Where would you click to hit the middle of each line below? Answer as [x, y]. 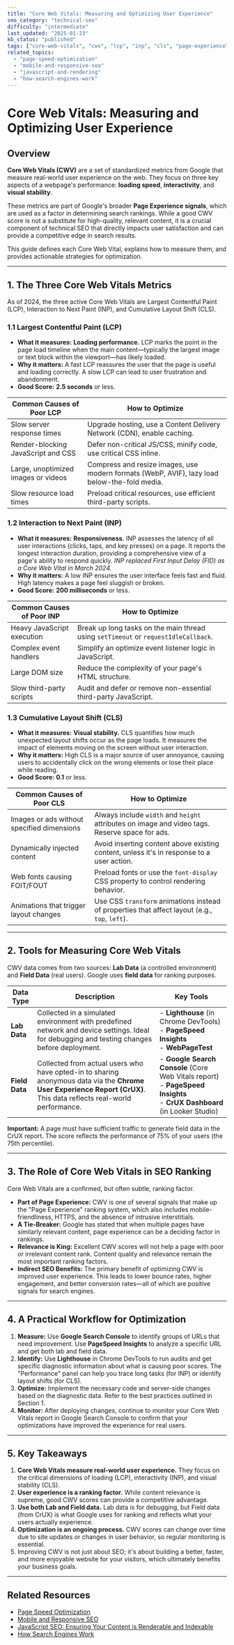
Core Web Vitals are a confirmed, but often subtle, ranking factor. [101, 1188]
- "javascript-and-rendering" [57, 72]
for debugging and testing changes [95, 1038]
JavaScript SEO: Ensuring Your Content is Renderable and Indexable [115, 1627]
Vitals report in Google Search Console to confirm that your [102, 1418]
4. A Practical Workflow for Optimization [97, 1320]
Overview [29, 153]
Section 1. [31, 1403]
